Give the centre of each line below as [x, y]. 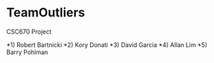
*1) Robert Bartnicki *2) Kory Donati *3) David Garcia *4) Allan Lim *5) [107, 45]
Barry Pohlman [27, 52]
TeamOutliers [46, 13]
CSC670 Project [29, 32]
